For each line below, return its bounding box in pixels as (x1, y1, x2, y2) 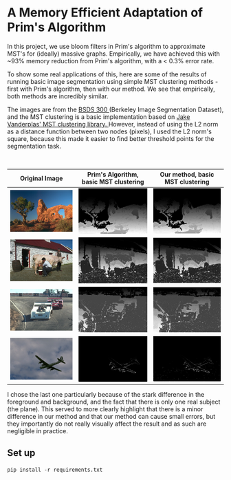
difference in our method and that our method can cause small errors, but (7, 413, 216, 421)
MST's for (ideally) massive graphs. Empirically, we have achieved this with (7, 50, 220, 58)
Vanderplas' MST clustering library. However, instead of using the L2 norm (7, 120, 219, 128)
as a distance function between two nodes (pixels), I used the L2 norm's (7, 127, 212, 135)
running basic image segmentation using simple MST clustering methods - (7, 77, 219, 85)
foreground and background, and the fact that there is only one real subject (7, 397, 221, 406)
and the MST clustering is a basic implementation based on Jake (7, 112, 190, 121)
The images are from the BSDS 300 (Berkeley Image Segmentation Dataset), (7, 105, 224, 113)
